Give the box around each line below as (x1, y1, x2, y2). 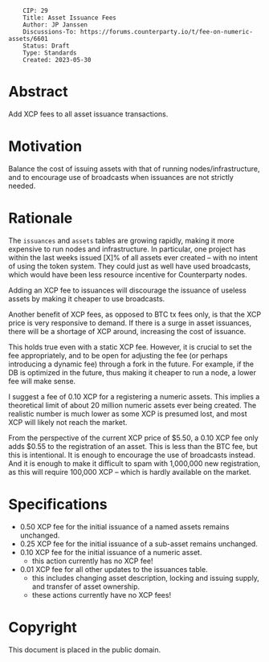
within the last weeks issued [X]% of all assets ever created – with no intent (8, 252, 259, 262)
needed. (8, 181, 36, 190)
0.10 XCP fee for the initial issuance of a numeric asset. (19, 547, 202, 557)
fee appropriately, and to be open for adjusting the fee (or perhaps (8, 350, 228, 360)
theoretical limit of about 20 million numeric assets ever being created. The (8, 400, 257, 410)
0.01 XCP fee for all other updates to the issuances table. (19, 564, 208, 574)
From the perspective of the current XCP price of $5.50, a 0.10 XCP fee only (8, 433, 259, 443)
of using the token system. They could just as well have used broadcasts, (8, 261, 251, 271)
